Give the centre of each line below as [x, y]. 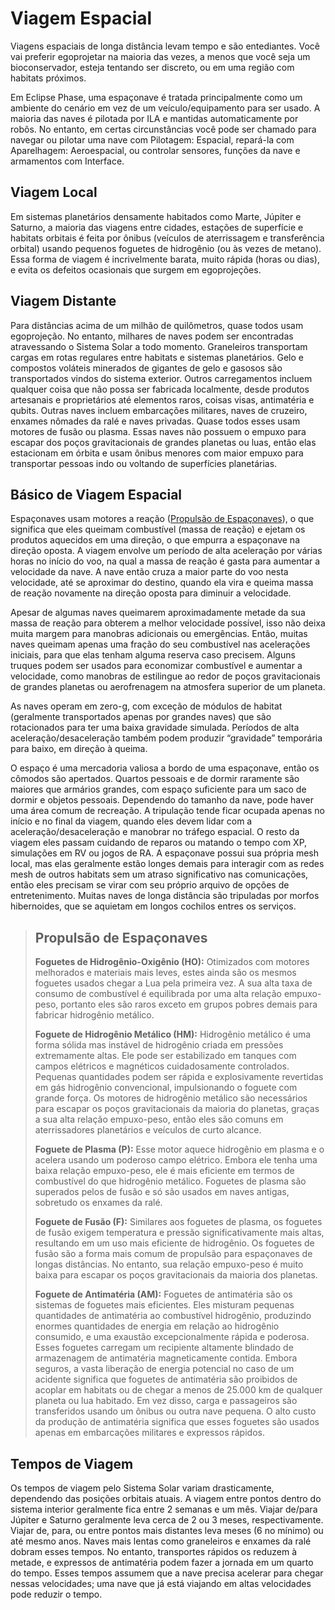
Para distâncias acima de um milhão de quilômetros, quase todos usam [157, 325]
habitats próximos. [48, 78]
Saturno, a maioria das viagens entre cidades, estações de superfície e [157, 227]
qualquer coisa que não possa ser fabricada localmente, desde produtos [160, 389]
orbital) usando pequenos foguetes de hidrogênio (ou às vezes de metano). [166, 248]
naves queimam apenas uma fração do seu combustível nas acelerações [160, 644]
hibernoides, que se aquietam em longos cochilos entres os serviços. [153, 906]
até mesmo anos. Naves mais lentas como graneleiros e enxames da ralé [161, 1541]
